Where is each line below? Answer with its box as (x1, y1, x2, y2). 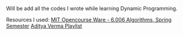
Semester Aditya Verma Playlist (6, 23, 82, 29)
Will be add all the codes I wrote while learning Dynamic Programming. (6, 5, 178, 12)
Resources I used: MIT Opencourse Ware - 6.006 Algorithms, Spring (6, 16, 172, 23)
